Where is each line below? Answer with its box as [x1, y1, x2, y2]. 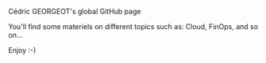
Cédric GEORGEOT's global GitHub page [8, 7, 141, 16]
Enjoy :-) [8, 46, 37, 54]
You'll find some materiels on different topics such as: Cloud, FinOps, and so [8, 22, 259, 31]
